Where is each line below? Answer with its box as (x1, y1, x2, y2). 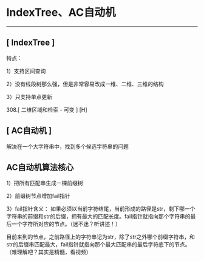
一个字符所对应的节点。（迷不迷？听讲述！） (11, 220, 121, 228)
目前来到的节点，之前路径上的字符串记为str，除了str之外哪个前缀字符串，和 (6, 233, 195, 240)
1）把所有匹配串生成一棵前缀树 (6, 180, 83, 187)
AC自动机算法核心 (6, 162, 74, 172)
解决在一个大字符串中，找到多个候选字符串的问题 (6, 143, 129, 150)
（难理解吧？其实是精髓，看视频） (6, 248, 92, 256)
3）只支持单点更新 (6, 93, 53, 100)
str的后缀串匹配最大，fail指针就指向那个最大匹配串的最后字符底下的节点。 (6, 241, 191, 248)
